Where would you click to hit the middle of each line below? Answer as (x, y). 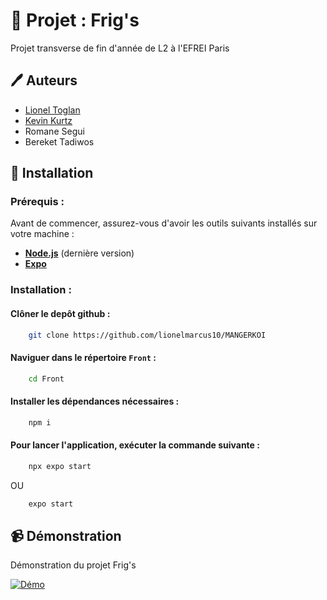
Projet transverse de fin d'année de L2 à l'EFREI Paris (120, 48)
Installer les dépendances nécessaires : (95, 401)
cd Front (46, 379)
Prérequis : (37, 202)
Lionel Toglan (52, 110)
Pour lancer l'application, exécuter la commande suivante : (135, 445)
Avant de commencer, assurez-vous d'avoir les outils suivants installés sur (164, 223)
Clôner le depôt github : (60, 313)
